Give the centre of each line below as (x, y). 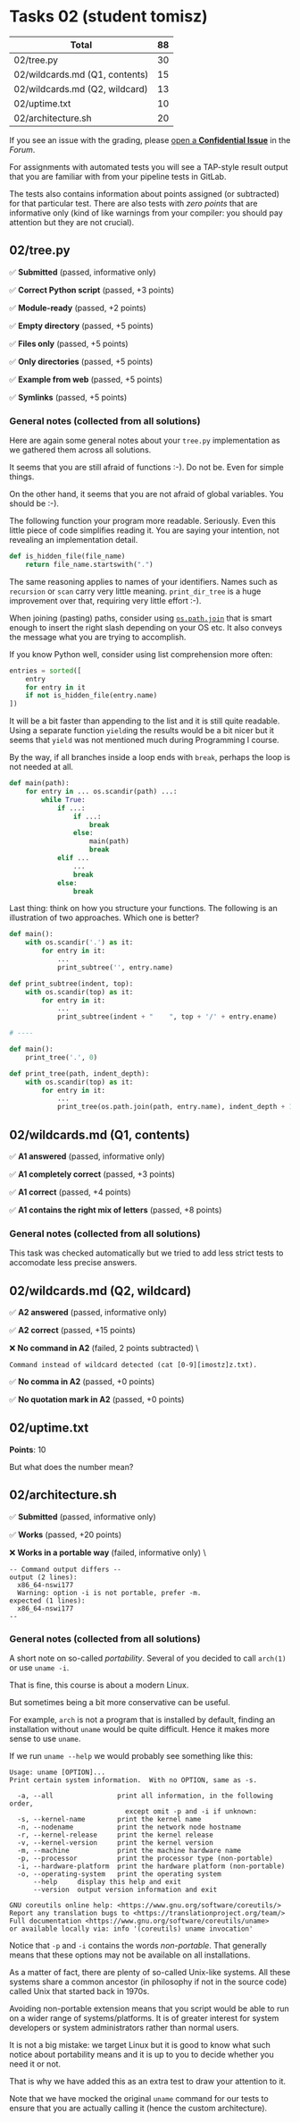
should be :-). (34, 503)
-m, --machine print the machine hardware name (129, 1851)
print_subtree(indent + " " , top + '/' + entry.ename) (167, 1017)
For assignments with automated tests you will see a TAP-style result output (149, 166)
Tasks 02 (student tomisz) (108, 17)
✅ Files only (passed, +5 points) (69, 343)
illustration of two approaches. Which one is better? (104, 917)
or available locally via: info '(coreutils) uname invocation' (131, 1929)
